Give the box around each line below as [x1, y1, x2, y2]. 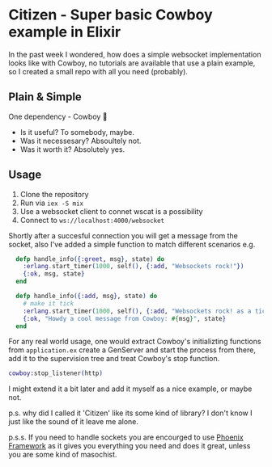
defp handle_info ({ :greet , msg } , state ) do [15, 255, 164, 263]
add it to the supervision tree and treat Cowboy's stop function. [8, 354, 220, 364]
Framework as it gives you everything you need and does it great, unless [8, 441, 251, 451]
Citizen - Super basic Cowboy [8, 6, 213, 24]
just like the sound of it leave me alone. [8, 417, 139, 427]
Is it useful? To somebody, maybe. [19, 127, 135, 137]
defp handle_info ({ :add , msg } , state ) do [15, 292, 158, 301]
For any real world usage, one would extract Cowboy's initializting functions [8, 337, 261, 347]
